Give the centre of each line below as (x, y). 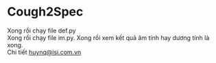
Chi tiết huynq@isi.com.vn (44, 52)
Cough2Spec (45, 12)
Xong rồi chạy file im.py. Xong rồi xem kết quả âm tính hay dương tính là (108, 37)
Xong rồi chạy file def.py (42, 30)
